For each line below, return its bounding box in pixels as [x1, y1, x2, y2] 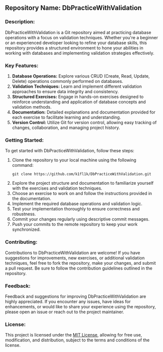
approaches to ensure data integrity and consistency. [12, 88, 119, 94]
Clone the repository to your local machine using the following [12, 157, 137, 163]
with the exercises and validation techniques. [12, 185, 103, 191]
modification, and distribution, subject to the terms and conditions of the [5, 337, 150, 343]
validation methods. [12, 104, 52, 110]
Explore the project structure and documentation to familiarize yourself [12, 180, 154, 186]
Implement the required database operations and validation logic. [12, 201, 143, 207]
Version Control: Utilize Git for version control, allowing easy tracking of [12, 119, 157, 125]
